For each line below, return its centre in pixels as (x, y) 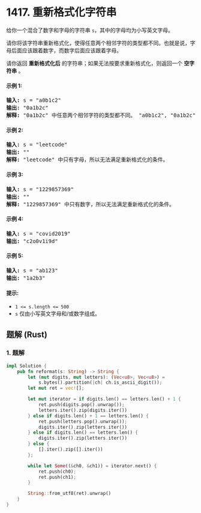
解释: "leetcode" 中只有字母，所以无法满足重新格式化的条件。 (87, 160)
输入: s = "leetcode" (37, 145)
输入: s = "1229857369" (40, 189)
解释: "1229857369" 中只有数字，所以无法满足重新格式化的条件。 (91, 204)
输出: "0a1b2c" (28, 108)
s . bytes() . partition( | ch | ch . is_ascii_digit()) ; (100, 382)
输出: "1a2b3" (26, 278)
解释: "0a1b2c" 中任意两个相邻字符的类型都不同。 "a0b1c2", (87, 115)
